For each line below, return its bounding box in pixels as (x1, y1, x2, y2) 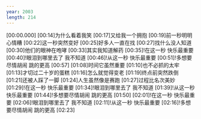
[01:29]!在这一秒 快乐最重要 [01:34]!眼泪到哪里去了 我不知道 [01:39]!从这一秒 (6, 84, 195, 91)
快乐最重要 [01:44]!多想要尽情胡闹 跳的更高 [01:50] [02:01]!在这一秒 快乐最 (6, 91, 190, 99)
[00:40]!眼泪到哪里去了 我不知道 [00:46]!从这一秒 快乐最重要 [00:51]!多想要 (6, 54, 193, 61)
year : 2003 (6, 8, 34, 15)
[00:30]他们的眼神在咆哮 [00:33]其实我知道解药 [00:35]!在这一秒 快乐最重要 (6, 46, 194, 54)
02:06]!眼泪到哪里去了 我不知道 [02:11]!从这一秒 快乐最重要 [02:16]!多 (14, 99, 186, 106)
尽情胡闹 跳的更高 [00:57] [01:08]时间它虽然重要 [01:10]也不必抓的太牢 (6, 61, 180, 69)
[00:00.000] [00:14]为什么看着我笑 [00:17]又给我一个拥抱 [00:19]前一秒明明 (6, 31, 193, 39)
